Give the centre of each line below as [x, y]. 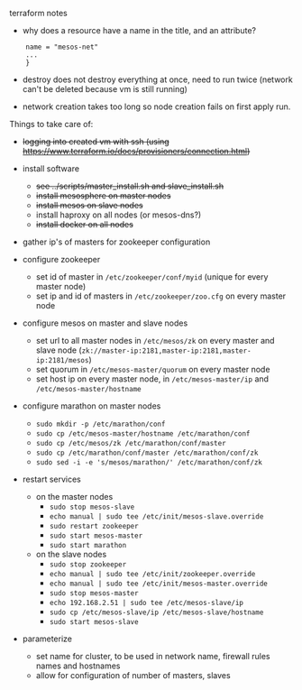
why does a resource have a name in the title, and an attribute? [139, 30]
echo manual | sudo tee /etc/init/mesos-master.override [158, 584]
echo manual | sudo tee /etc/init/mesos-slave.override [156, 517]
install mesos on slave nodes [89, 205]
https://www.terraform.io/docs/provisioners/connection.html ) [136, 151]
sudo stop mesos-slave [92, 507]
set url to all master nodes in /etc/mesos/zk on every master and [155, 340]
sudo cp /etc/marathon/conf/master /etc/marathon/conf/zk [147, 453]
